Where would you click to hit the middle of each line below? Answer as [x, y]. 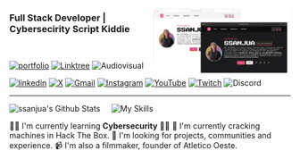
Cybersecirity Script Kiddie [70, 29]
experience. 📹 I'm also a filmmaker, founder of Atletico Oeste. [124, 146]
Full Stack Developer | [58, 18]
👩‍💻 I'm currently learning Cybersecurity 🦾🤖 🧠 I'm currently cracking [135, 126]
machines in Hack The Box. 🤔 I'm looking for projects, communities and [141, 136]
